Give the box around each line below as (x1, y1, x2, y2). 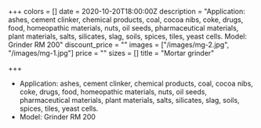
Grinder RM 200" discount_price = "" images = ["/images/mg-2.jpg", (8, 40, 230, 49)
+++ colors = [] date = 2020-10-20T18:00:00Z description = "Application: (8, 7, 245, 16)
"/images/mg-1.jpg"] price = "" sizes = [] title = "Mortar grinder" (8, 49, 215, 57)
